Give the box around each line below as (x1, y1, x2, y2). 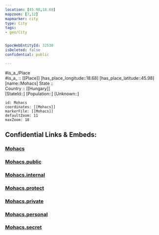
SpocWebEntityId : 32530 (5, 43, 54, 48)
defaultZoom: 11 (5, 113, 38, 118)
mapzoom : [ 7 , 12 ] (5, 12, 38, 17)
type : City (5, 21, 27, 26)
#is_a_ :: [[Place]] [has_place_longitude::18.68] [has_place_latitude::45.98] (5, 75, 155, 81)
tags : (5, 25, 16, 30)
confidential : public (5, 52, 49, 57)
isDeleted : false (5, 47, 41, 52)
